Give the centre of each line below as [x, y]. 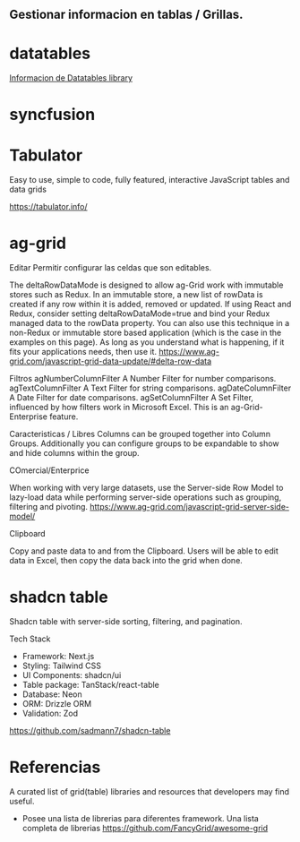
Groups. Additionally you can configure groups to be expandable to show [144, 443]
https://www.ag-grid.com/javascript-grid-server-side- [189, 507]
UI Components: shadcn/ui [72, 675]
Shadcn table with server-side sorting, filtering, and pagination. [126, 622]
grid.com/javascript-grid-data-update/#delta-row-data [111, 361]
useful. [22, 802]
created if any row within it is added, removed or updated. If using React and [150, 305]
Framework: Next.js [58, 657]
